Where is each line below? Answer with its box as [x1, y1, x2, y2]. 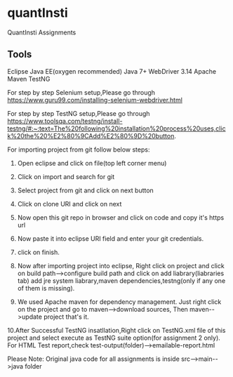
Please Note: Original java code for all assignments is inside [7, 355, 180, 363]
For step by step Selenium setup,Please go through [7, 88, 156, 96]
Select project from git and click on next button [17, 186, 154, 194]
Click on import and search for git [17, 172, 115, 180]
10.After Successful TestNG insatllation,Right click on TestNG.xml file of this [7, 326, 226, 334]
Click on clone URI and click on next [17, 199, 122, 208]
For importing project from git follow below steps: [7, 145, 150, 154]
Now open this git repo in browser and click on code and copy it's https [17, 213, 225, 222]
